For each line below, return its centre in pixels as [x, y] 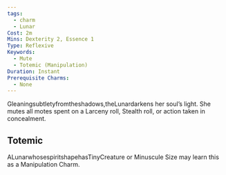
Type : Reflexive [30, 46]
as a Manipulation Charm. [44, 165]
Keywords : [21, 53]
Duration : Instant [34, 71]
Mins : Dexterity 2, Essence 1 [51, 39]
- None [23, 84]
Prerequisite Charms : [38, 78]
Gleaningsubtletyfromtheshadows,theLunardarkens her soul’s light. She [109, 104]
